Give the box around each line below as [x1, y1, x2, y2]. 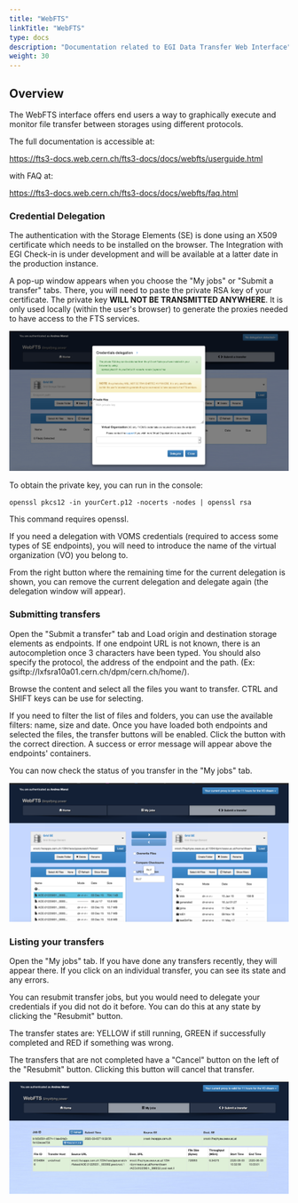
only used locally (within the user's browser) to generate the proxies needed [9, 304, 288, 315]
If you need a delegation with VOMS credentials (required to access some [9, 531, 279, 542]
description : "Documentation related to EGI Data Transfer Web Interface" [9, 43, 292, 52]
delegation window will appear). [9, 586, 126, 597]
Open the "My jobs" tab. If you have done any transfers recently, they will [9, 956, 278, 967]
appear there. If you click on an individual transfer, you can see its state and [9, 965, 286, 976]
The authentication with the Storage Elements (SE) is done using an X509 [9, 230, 278, 241]
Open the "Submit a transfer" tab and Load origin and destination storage [9, 628, 278, 639]
